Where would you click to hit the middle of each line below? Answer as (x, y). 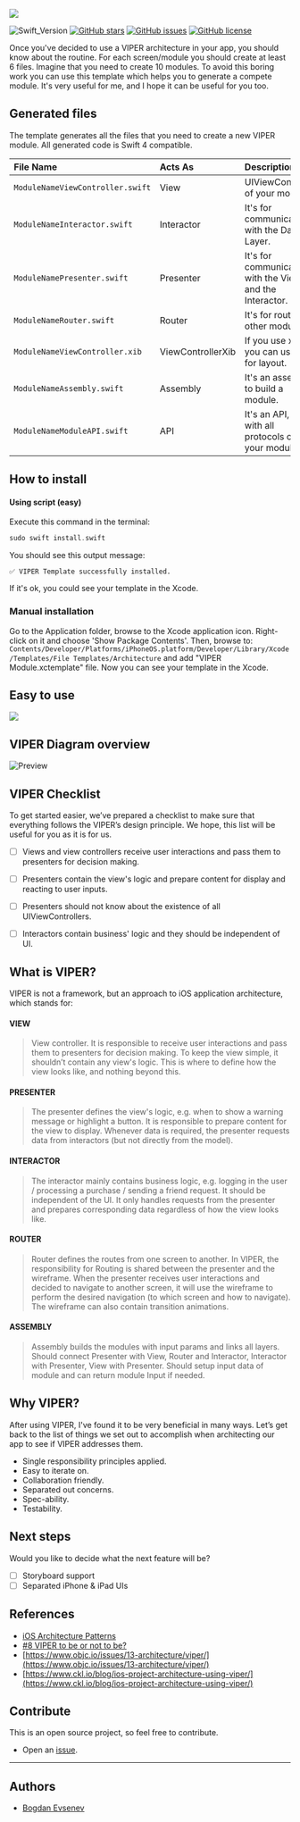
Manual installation (52, 612)
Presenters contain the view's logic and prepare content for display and (154, 879)
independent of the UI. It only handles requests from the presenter (153, 1199)
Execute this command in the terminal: (79, 522)
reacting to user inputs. (65, 890)
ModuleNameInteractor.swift (73, 224)
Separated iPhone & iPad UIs (75, 1585)
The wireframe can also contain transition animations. (130, 1306)
